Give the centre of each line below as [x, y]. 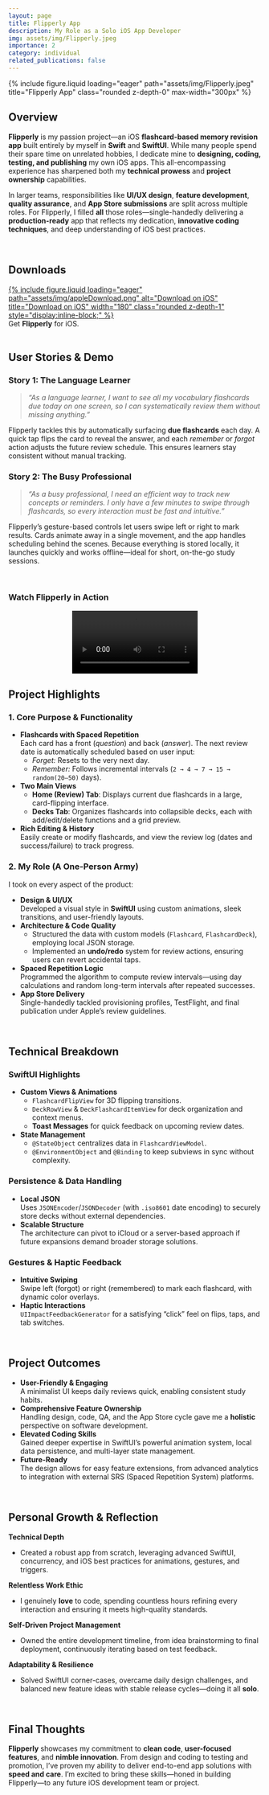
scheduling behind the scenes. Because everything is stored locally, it [124, 544]
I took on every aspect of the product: [71, 884]
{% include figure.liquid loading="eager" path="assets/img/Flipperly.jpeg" [131, 83]
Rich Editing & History [57, 829]
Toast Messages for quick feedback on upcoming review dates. [138, 1126]
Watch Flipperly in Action [59, 597]
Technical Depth [36, 1537]
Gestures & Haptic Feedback [65, 1262]
